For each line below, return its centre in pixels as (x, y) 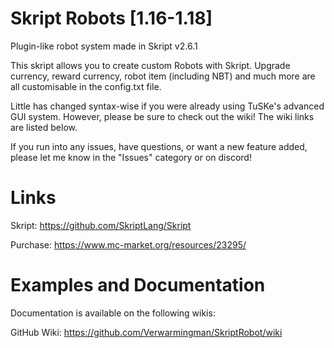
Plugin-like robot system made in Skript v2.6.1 (104, 46)
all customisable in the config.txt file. (86, 86)
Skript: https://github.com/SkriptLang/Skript (101, 225)
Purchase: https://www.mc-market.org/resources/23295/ (128, 244)
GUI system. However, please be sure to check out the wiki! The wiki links (162, 116)
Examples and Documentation (138, 285)
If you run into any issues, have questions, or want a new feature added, (159, 146)
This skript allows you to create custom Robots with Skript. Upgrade (150, 65)
